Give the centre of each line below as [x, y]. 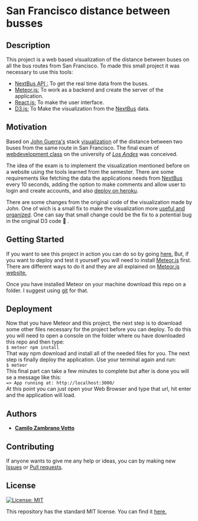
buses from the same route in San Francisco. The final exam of [82, 148]
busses [25, 23]
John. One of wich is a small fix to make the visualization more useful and [95, 208]
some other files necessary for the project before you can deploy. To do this [99, 329]
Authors [22, 414]
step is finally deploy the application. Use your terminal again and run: [91, 360]
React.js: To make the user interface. [59, 102]
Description [28, 45]
